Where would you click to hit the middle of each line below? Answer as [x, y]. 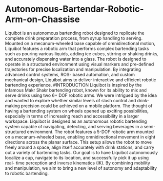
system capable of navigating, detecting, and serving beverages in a [74, 126]
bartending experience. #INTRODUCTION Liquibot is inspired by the [73, 85]
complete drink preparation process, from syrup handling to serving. [74, 38]
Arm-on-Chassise [42, 19]
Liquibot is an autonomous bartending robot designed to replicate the [75, 33]
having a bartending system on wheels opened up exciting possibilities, [77, 111]
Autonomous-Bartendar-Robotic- [74, 9]
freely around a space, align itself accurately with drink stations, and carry [80, 147]
